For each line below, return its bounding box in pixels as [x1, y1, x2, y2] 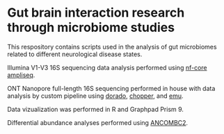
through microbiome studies [7, 19, 175, 35]
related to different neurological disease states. [7, 50, 143, 58]
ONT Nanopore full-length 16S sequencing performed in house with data [7, 84, 216, 92]
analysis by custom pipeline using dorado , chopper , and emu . [7, 92, 184, 100]
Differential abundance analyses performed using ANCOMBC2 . [7, 118, 189, 126]
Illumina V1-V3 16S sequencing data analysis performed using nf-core [7, 63, 207, 72]
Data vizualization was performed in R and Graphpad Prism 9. [7, 105, 184, 113]
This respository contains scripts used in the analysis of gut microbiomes [7, 42, 217, 51]
